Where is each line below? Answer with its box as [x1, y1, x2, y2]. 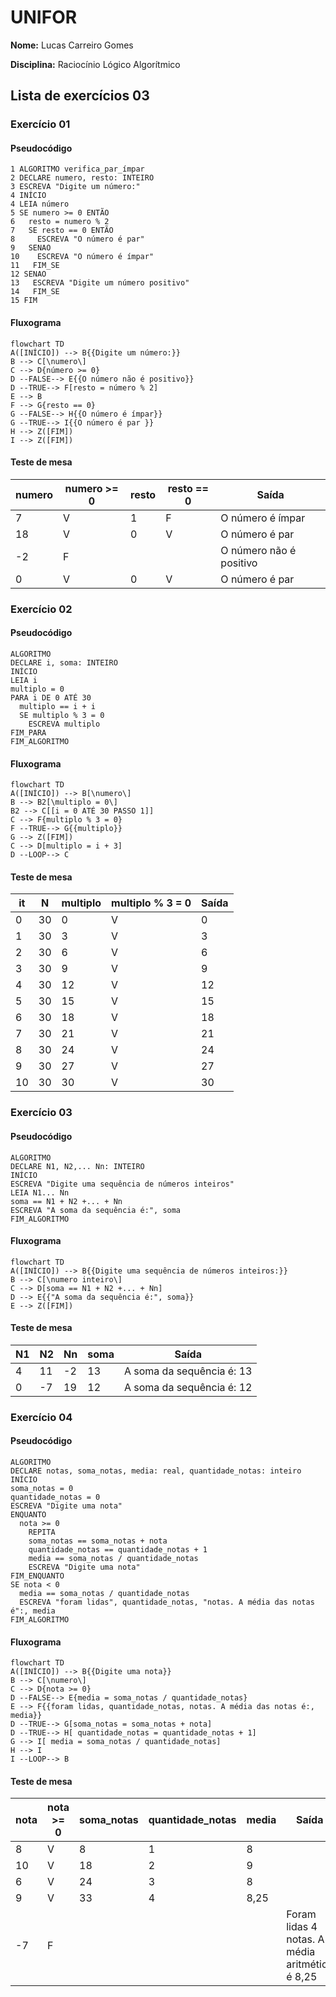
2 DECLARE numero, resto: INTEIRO [10, 173, 155, 183]
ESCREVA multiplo [28, 719, 101, 729]
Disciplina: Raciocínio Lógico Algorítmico [10, 58, 181, 70]
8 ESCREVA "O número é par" [10, 234, 145, 245]
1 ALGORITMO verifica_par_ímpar [10, 164, 145, 175]
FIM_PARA [10, 727, 47, 738]
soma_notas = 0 [10, 1484, 74, 1494]
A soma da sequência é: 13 [123, 1364, 253, 1378]
